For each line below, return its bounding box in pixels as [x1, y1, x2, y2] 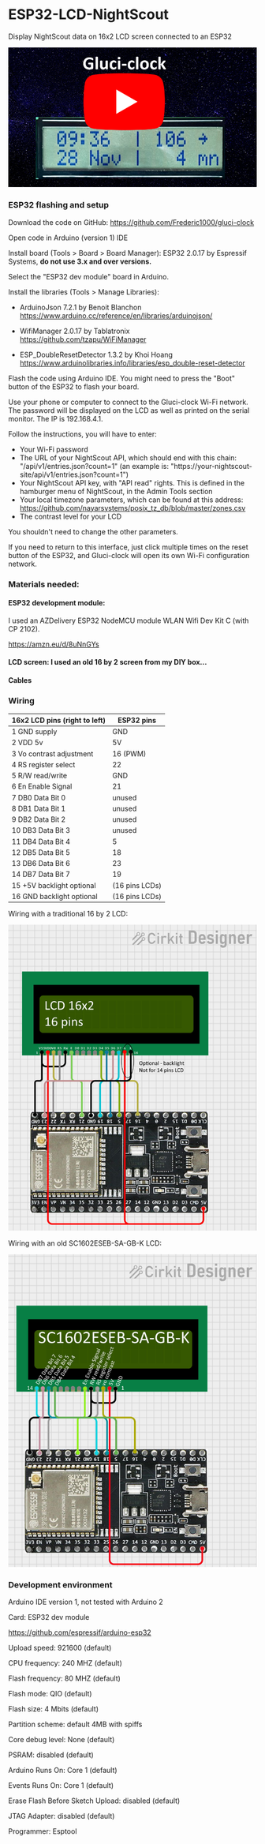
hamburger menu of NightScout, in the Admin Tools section [19, 486, 213, 496]
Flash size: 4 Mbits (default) [8, 1704, 99, 1714]
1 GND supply [11, 727, 58, 736]
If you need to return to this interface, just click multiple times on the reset [8, 542, 248, 552]
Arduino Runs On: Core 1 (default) [8, 1766, 118, 1775]
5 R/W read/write [11, 771, 68, 781]
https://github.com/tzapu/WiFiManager [19, 334, 147, 344]
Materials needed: [8, 579, 80, 590]
